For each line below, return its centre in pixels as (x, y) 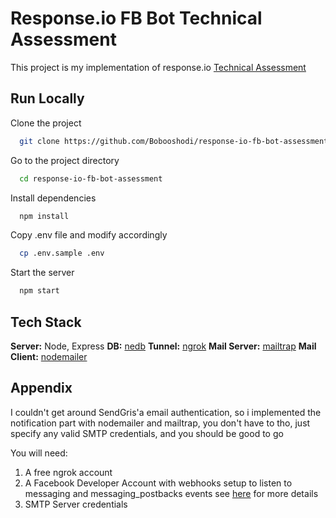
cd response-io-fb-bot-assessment (91, 178)
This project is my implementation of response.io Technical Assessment (158, 67)
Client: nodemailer (49, 356)
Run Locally (47, 98)
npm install (44, 216)
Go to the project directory (65, 160)
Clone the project (46, 123)
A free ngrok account (68, 472)
